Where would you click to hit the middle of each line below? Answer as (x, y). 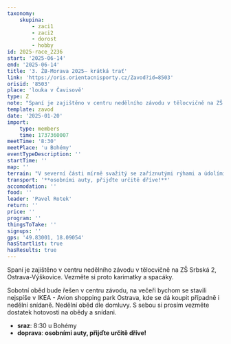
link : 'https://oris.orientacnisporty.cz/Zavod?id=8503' (90, 77)
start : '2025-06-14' (37, 58)
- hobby (43, 45)
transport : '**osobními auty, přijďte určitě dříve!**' (89, 180)
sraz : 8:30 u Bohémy (47, 325)
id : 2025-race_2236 (35, 52)
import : (18, 122)
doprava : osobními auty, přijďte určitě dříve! (81, 333)
